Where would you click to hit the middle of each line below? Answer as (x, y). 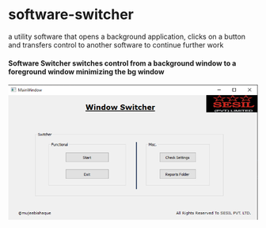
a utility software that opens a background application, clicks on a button (127, 36)
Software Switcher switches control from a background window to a (122, 63)
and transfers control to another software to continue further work (116, 44)
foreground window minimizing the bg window (86, 71)
